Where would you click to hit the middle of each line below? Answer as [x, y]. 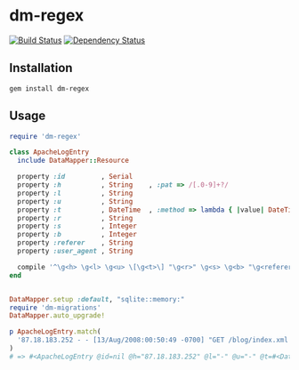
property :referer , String [75, 243]
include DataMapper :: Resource [73, 161]
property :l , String [75, 193]
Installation [41, 68]
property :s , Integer [77, 226]
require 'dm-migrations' [55, 308]
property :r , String [75, 218]
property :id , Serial [75, 177]
